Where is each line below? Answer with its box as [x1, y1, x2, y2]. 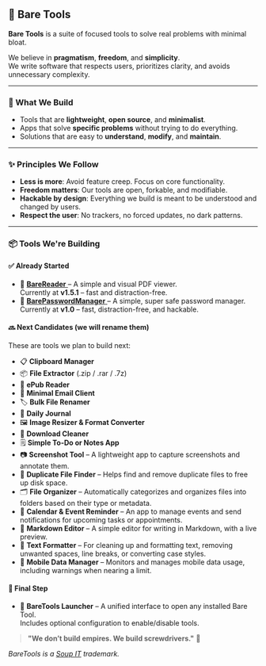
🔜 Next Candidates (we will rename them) [8, 323, 150, 332]
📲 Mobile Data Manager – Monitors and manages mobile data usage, [19, 557, 245, 567]
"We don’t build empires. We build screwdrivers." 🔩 [27, 633, 201, 643]
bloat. [8, 37, 27, 47]
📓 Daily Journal [19, 408, 71, 418]
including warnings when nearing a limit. [19, 565, 152, 575]
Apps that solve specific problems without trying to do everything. [19, 124, 238, 133]
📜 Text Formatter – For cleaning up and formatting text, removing [19, 540, 234, 549]
